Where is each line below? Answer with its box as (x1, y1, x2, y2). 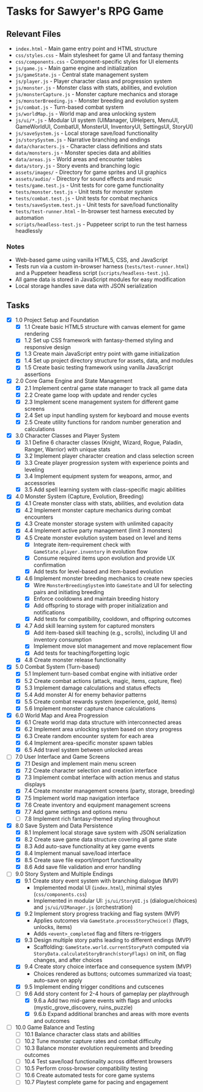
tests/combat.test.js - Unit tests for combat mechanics (15, 195, 158, 201)
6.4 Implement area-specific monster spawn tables (24, 739, 153, 747)
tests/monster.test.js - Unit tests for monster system (15, 188, 153, 195)
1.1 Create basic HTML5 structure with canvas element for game (24, 323, 185, 331)
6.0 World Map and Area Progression (15, 712, 109, 719)
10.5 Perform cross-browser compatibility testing (24, 1064, 148, 1072)
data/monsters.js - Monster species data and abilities (15, 149, 151, 156)
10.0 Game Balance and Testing (15, 1023, 95, 1031)
